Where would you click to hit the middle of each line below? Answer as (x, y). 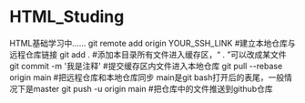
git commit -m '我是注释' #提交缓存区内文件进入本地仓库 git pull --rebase (146, 66)
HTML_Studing (67, 17)
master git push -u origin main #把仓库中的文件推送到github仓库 (153, 88)
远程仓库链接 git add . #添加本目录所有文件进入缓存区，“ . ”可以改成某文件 (148, 54)
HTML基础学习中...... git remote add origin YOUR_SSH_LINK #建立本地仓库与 (152, 43)
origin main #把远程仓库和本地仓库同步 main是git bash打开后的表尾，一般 (147, 77)
